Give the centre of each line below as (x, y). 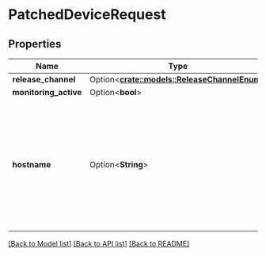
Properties (35, 44)
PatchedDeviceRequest (87, 15)
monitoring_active (47, 92)
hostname (32, 164)
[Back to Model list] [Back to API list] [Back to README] (99, 244)
